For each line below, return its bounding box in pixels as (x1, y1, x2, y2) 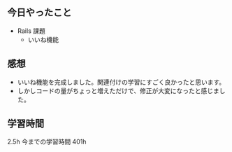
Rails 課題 (17, 27, 45, 35)
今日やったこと (7, 6, 72, 19)
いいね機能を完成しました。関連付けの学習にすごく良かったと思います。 (17, 78, 226, 86)
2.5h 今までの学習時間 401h (7, 137, 87, 146)
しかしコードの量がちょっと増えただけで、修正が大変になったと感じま (17, 86, 220, 95)
